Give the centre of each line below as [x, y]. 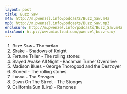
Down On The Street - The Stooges [47, 82]
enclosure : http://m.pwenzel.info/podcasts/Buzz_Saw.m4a [64, 28]
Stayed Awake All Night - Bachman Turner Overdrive [64, 61]
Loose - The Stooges [33, 77]
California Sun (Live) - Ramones [44, 87]
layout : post [18, 9]
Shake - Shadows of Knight [39, 51]
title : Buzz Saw [21, 14]
